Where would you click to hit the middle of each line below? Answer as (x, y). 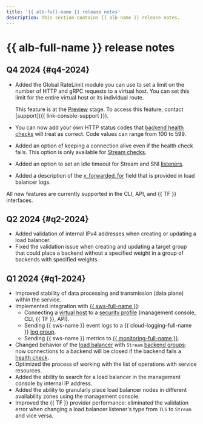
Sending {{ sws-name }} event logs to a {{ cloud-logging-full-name (108, 326)
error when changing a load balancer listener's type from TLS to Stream (103, 409)
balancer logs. (33, 182)
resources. (28, 371)
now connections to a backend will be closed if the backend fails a (98, 351)
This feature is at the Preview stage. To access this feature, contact (99, 109)
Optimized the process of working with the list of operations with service (106, 364)
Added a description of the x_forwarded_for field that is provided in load (105, 175)
